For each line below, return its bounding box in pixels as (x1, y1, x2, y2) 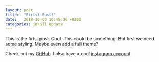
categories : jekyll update (5, 21, 63, 27)
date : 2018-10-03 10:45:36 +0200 (5, 17, 82, 22)
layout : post (5, 7, 33, 13)
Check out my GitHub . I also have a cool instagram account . (5, 51, 132, 57)
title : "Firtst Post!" (5, 12, 56, 17)
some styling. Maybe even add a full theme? (5, 41, 99, 47)
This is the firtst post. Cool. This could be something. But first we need (5, 36, 155, 42)
